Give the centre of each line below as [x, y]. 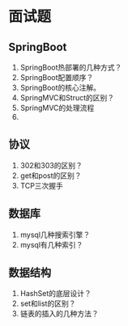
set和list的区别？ [48, 303]
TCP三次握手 [41, 185]
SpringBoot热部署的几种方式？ [71, 67]
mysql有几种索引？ [51, 244]
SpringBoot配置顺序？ [57, 77]
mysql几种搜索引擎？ [55, 235]
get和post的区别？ [51, 176]
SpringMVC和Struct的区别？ [67, 97]
